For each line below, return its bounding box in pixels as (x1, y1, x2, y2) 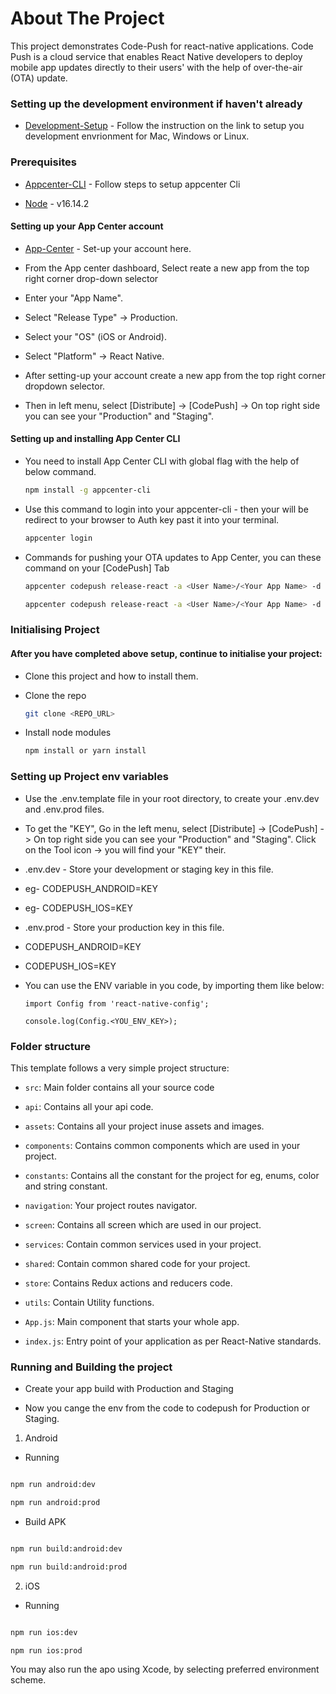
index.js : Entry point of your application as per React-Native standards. (24, 1335, 322, 1347)
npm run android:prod (10, 1498, 101, 1508)
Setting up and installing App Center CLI (10, 433, 181, 445)
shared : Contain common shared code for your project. (24, 1257, 251, 1269)
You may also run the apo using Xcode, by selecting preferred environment (10, 1663, 320, 1676)
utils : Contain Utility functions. (24, 1296, 155, 1308)
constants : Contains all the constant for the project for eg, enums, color (24, 1169, 320, 1181)
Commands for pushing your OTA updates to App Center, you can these (24, 551, 322, 563)
